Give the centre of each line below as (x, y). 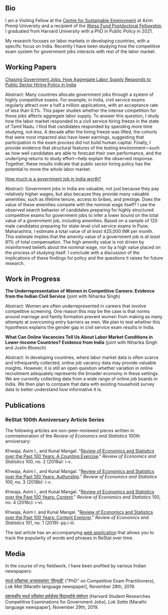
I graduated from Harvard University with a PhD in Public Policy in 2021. (79, 31)
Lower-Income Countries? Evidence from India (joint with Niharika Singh (81, 342)
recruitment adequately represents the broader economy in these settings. (82, 374)
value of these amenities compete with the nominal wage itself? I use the (80, 204)
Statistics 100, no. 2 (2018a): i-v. (38, 462)
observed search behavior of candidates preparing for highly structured (79, 210)
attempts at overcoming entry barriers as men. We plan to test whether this (83, 322)
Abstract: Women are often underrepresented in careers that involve (76, 306)
